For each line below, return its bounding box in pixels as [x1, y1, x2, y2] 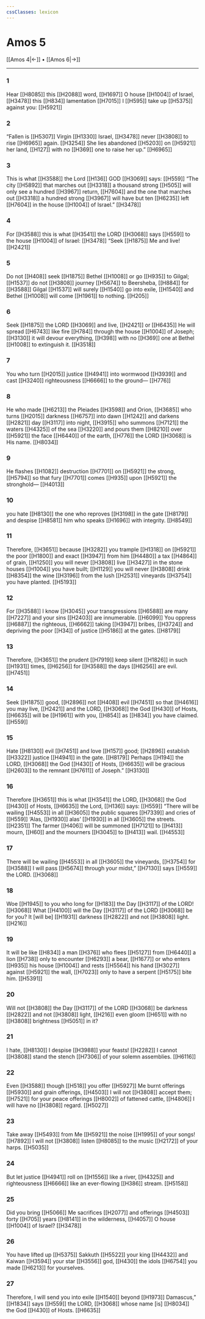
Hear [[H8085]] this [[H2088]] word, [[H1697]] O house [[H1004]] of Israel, [6, 90, 195, 98]
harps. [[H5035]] [6, 1144, 49, 1151]
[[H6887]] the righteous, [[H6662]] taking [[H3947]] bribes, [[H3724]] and [6, 620, 193, 628]
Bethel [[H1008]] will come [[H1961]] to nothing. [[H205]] [6, 292, 149, 300]
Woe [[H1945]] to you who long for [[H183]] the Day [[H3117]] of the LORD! [6, 900, 194, 907]
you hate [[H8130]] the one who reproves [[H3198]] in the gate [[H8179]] [6, 510, 189, 517]
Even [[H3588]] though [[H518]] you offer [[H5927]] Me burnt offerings [6, 1082, 185, 1090]
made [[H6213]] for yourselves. [6, 1264, 85, 1272]
